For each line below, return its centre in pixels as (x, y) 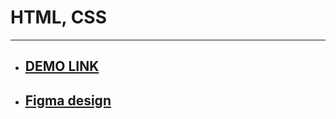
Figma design (68, 100)
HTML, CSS (59, 17)
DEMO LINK (62, 66)
